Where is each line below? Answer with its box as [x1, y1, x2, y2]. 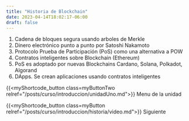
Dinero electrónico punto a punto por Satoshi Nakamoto [14, 42, 150, 49]
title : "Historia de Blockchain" [6, 8, 88, 15]
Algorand [14, 67, 37, 74]
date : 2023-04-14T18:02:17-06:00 [6, 14, 88, 20]
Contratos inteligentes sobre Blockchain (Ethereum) [14, 54, 140, 62]
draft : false [6, 19, 38, 25]
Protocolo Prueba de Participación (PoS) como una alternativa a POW [14, 48, 183, 55]
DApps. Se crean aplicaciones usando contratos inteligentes [14, 73, 161, 80]
